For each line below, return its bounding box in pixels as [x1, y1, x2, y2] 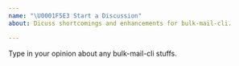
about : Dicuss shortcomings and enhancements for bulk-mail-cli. [8, 19, 232, 27]
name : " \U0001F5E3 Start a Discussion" [8, 11, 142, 20]
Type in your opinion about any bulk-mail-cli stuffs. [8, 48, 177, 58]
